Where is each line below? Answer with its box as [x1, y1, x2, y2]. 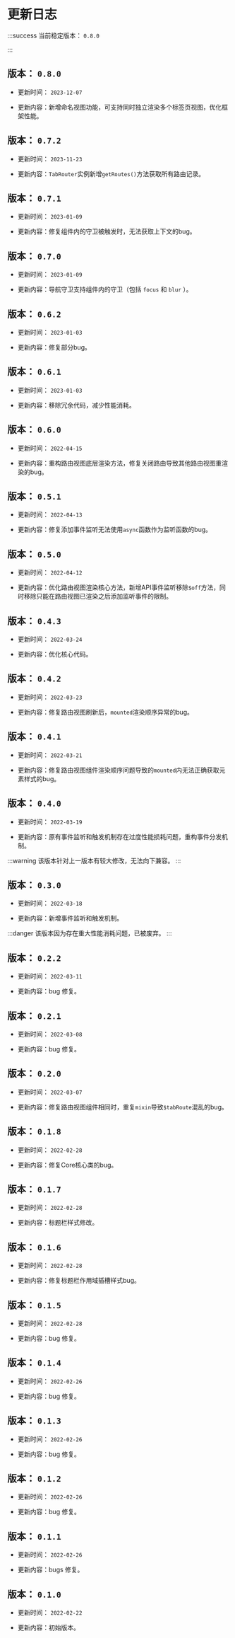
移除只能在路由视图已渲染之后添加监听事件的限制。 [23, 592, 173, 601]
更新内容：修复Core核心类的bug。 [17, 1160, 118, 1169]
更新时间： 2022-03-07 [17, 1088, 83, 1096]
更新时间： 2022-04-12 [17, 568, 83, 577]
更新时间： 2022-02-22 [17, 1608, 83, 1617]
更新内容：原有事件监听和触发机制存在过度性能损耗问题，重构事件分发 [17, 832, 222, 841]
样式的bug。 [23, 774, 61, 783]
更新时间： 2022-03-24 [17, 635, 83, 644]
